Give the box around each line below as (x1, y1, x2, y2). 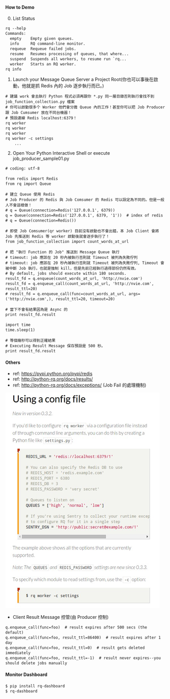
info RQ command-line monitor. (10, 41, 86, 46)
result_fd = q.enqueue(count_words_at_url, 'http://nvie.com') (5, 276, 143, 281)
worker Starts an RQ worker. (10, 62, 77, 67)
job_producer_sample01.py (12, 156, 70, 162)
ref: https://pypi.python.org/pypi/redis (12, 371, 93, 377)
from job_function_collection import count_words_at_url (5, 239, 129, 245)
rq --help (5, 26, 27, 31)
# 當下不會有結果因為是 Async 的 (5, 307, 68, 312)
